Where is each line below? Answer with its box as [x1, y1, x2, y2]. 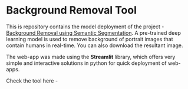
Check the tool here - [6, 77, 58, 84]
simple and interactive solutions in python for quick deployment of [6, 60, 167, 67]
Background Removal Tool [6, 4, 137, 17]
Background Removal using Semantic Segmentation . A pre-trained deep [6, 29, 181, 36]
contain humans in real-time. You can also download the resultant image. [6, 42, 184, 49]
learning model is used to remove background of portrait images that [6, 35, 173, 42]
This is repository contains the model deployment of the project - [6, 23, 164, 30]
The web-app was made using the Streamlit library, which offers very [6, 53, 176, 60]
